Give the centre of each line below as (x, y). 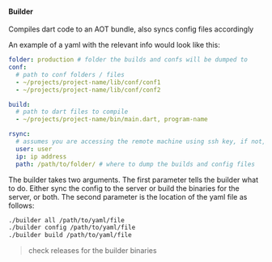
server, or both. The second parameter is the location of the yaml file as (128, 196)
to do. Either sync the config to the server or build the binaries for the (124, 188)
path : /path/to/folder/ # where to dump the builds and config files (135, 164)
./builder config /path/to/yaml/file (72, 228)
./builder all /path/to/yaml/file (67, 220)
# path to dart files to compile (72, 112)
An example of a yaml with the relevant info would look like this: (114, 45)
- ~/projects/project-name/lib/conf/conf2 (88, 90)
